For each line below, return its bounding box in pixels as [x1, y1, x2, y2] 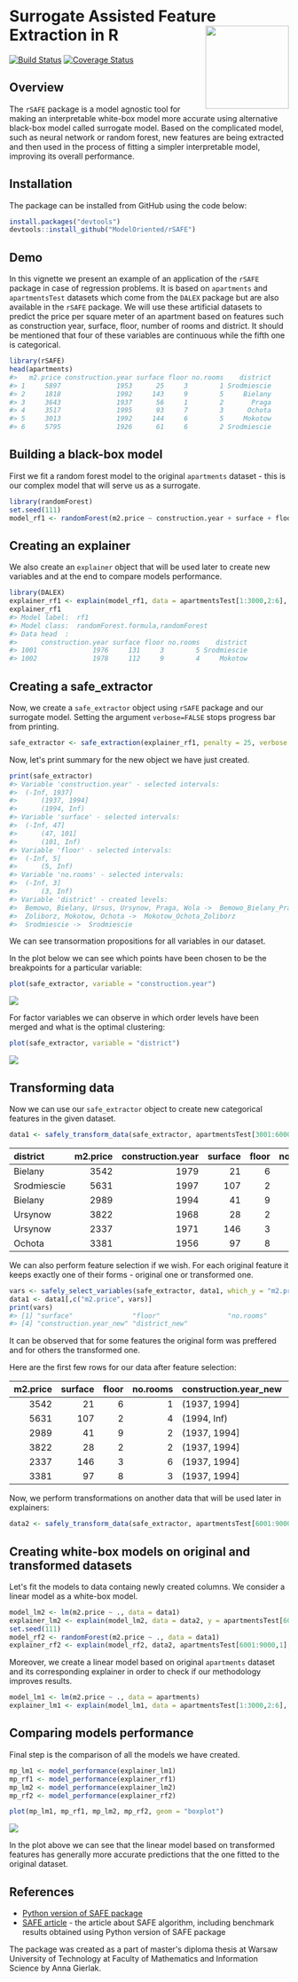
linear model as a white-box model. [9, 1590, 138, 1602]
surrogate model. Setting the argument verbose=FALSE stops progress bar [9, 711, 277, 722]
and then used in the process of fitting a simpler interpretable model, [9, 141, 261, 152]
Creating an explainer [9, 538, 131, 553]
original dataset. [9, 1859, 68, 1869]
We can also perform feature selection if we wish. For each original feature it [9, 1259, 289, 1270]
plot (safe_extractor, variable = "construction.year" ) [9, 980, 216, 989]
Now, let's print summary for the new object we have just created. [9, 754, 250, 764]
